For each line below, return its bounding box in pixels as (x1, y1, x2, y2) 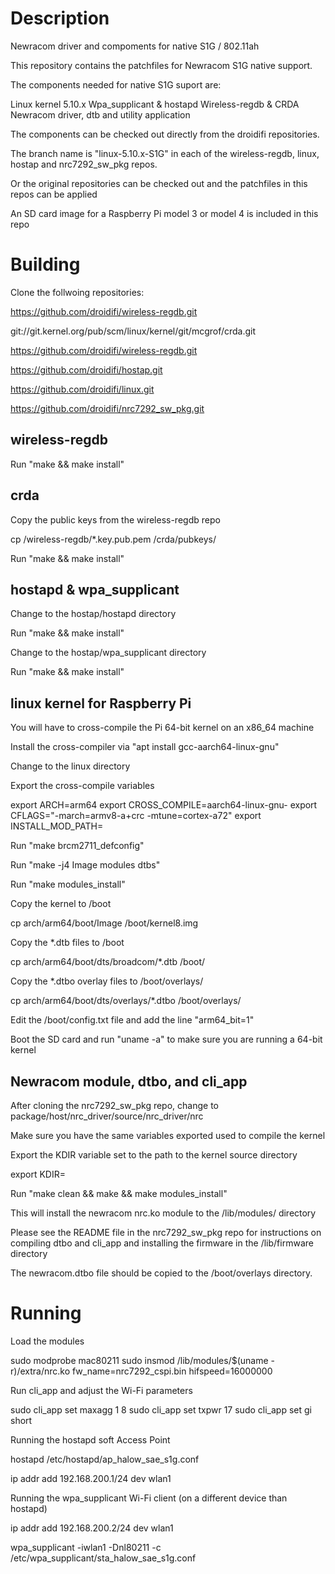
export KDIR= (10, 1168, 67, 1180)
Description (10, 7, 110, 30)
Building (10, 253, 81, 276)
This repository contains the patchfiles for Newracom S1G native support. (10, 59, 313, 71)
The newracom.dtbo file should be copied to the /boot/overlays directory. (10, 1267, 313, 1279)
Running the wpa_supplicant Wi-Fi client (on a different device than (10, 1492, 288, 1504)
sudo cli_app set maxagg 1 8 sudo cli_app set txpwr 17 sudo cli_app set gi (10, 1403, 312, 1416)
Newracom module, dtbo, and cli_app (10, 1073, 248, 1090)
